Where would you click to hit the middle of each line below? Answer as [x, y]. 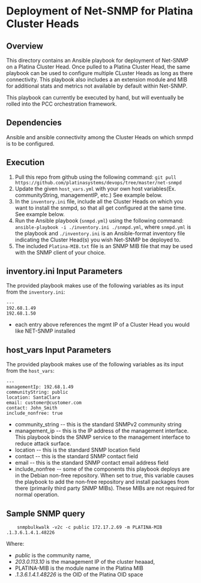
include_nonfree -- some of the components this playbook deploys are [102, 469]
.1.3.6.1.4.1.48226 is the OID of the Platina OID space [79, 575]
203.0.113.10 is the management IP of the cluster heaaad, [85, 562]
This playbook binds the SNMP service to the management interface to [103, 437]
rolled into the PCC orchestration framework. [61, 104]
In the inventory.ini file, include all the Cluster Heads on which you [99, 201]
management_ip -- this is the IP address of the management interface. [102, 431]
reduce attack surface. [43, 444]
